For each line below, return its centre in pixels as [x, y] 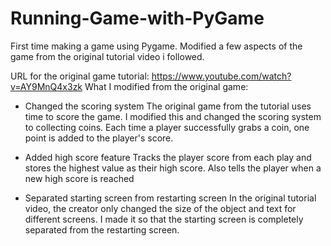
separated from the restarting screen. [102, 229]
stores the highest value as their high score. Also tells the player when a [173, 168]
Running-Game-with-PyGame [137, 18]
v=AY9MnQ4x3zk [46, 86]
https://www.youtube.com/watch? [221, 76]
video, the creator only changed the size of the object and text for [160, 208]
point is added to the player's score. [99, 138]
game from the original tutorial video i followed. [107, 56]
